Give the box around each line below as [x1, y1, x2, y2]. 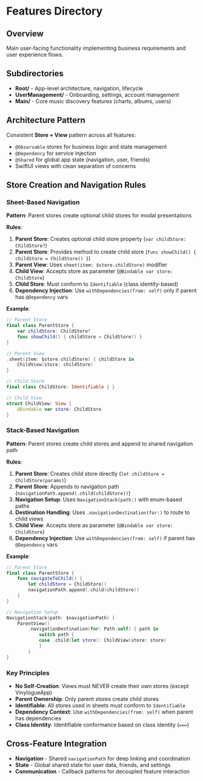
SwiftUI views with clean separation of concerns [15, 162, 136, 169]
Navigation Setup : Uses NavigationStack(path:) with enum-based [15, 496, 182, 503]
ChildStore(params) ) [15, 476, 67, 484]
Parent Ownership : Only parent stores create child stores [15, 695, 159, 703]
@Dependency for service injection [15, 149, 97, 157]
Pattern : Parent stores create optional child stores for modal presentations [6, 212, 192, 219]
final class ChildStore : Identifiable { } [6, 384, 115, 390]
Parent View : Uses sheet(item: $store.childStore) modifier [15, 261, 168, 268]
